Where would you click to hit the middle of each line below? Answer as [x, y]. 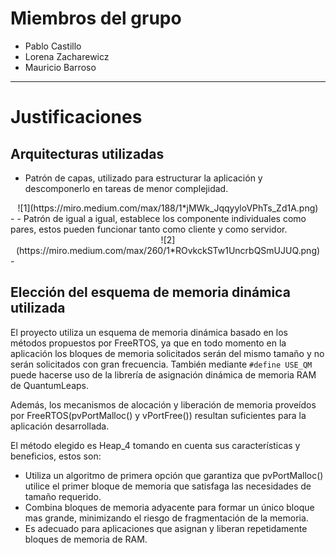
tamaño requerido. [63, 496]
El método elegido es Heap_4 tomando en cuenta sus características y [155, 445]
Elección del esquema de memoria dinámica [150, 292]
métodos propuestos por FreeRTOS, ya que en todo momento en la [148, 343]
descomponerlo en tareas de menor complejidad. [126, 188]
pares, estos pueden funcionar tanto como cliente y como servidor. [149, 229]
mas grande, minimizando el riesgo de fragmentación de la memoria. [166, 518]
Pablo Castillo [53, 46]
